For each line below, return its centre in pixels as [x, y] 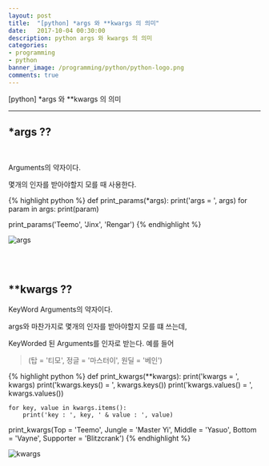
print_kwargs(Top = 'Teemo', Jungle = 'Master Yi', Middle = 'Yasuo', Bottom [132, 430]
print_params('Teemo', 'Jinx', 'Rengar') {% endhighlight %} [105, 225]
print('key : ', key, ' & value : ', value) [98, 415]
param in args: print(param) [54, 209]
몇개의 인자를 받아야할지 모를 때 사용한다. [72, 185]
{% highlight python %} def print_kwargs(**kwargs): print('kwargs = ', [124, 376]
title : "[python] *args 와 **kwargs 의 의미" [84, 23]
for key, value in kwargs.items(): [68, 408]
